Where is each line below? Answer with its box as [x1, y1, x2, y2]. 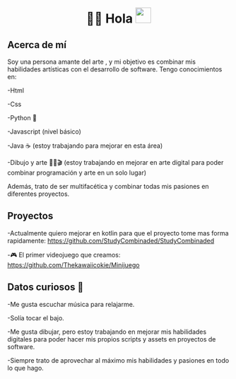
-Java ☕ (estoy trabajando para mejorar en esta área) [7, 141, 163, 150]
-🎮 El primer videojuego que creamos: [7, 250, 121, 259]
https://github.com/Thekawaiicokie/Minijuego [7, 260, 140, 269]
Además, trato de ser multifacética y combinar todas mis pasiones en [7, 182, 210, 190]
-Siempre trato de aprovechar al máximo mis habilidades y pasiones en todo [7, 356, 230, 364]
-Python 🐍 [7, 114, 37, 122]
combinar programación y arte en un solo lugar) [7, 168, 147, 177]
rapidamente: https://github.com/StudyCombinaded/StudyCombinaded [7, 236, 215, 245]
